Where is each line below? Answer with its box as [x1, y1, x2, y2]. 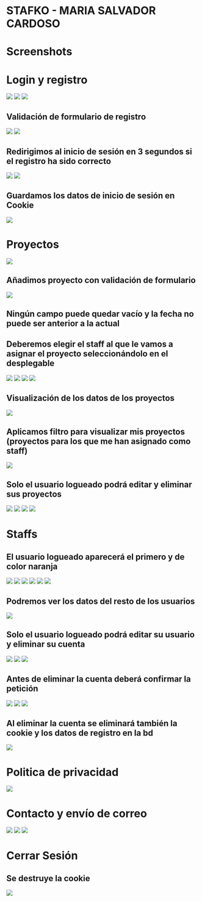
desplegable [6, 358, 55, 369]
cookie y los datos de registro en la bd [6, 727, 154, 738]
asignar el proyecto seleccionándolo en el [6, 348, 168, 359]
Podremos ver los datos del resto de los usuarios [6, 596, 195, 606]
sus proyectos [6, 489, 62, 499]
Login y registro [6, 73, 88, 86]
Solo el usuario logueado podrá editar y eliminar [6, 479, 192, 490]
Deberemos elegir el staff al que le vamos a [6, 339, 174, 350]
